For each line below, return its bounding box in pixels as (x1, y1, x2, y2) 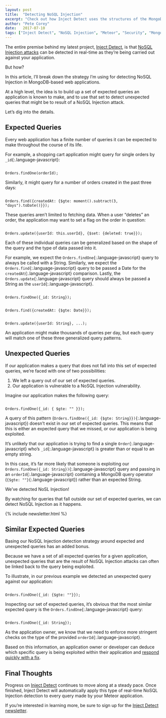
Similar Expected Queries (5, 525, 85, 534)
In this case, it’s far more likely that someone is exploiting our (5, 461, 129, 467)
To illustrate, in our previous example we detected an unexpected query (5, 573, 152, 579)
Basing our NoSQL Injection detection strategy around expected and (5, 538, 144, 544)
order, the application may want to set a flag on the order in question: (5, 217, 146, 223)
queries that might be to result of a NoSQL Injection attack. (5, 99, 125, 105)
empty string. (5, 451, 33, 457)
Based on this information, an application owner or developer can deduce (5, 644, 155, 650)
